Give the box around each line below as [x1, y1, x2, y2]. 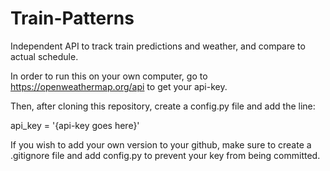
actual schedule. [10, 50, 79, 62]
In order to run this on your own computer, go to [10, 70, 208, 82]
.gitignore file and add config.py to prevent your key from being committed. [10, 149, 321, 161]
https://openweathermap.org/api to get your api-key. [10, 80, 228, 92]
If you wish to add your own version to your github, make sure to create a [10, 138, 312, 151]
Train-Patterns [10, 7, 135, 30]
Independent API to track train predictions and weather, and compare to [10, 40, 306, 52]
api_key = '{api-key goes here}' [10, 119, 140, 131]
